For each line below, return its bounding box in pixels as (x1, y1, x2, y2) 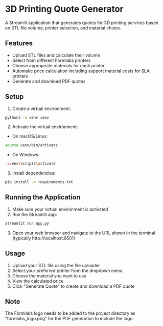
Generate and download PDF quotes (12, 78, 86, 84)
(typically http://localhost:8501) (12, 235, 75, 241)
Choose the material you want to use (12, 272, 87, 278)
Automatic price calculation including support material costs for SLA (12, 68, 150, 74)
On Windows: (12, 152, 40, 158)
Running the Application (5, 193, 81, 202)
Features (5, 39, 33, 48)
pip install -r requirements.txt (5, 180, 73, 185)
